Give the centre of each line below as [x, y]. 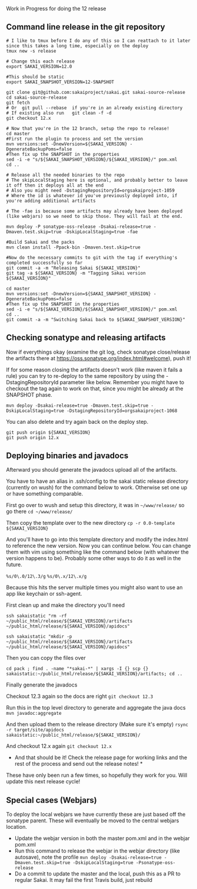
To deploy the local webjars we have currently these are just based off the [96, 815]
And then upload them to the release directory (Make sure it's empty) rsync [97, 724]
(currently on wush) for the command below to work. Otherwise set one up [97, 488]
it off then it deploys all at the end [55, 185]
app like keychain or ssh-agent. [44, 594]
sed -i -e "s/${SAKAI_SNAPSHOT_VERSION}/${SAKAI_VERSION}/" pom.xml [92, 159]
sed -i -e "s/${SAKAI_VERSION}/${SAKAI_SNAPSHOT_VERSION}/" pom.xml [92, 309]
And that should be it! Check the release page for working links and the [101, 757]
